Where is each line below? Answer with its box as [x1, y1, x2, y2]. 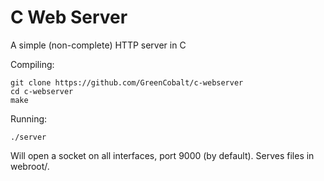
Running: [10, 112, 48, 125]
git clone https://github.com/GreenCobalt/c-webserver [10, 77, 244, 88]
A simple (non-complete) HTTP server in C [10, 39, 187, 51]
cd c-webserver [10, 86, 74, 96]
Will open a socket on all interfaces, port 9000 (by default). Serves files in [10, 149, 315, 161]
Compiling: [10, 58, 55, 70]
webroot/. [10, 160, 50, 172]
